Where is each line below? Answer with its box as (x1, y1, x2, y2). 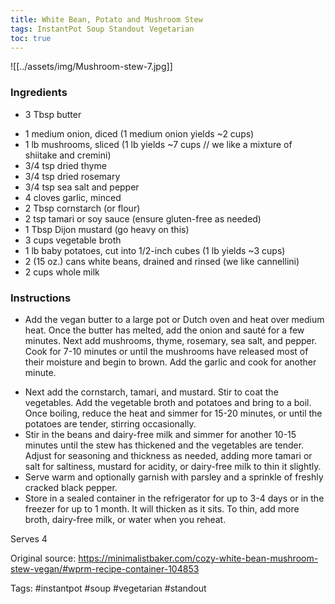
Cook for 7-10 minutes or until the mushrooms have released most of (24, 345, 309, 357)
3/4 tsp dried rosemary (24, 170, 121, 182)
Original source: (10, 552, 77, 564)
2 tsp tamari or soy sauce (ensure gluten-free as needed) (24, 212, 262, 225)
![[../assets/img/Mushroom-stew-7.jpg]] (10, 61, 173, 73)
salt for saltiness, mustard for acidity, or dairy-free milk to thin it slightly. (24, 460, 322, 472)
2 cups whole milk (24, 266, 100, 278)
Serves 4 (10, 532, 48, 545)
